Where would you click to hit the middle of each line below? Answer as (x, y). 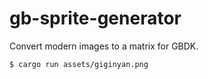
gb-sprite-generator (95, 18)
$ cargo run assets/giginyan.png (79, 64)
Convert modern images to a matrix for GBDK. (104, 46)
